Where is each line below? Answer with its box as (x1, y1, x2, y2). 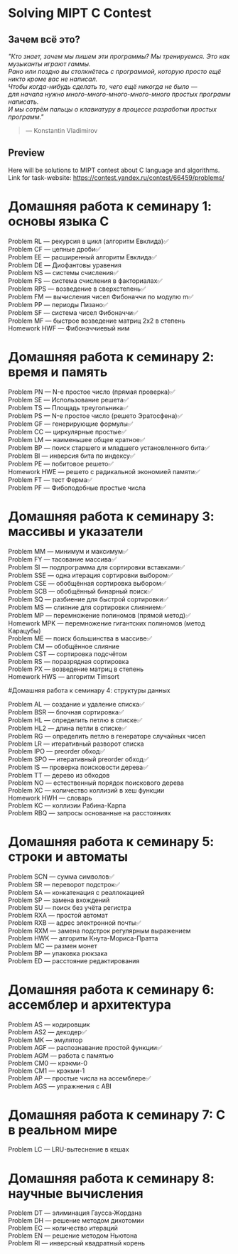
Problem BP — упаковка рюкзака (8, 949, 108, 958)
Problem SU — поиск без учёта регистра (8, 903, 131, 911)
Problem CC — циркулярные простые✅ (8, 427, 127, 436)
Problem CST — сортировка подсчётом (8, 649, 127, 658)
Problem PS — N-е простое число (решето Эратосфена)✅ (8, 411, 183, 420)
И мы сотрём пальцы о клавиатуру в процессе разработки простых (8, 105, 217, 113)
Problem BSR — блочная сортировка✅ (8, 707, 124, 716)
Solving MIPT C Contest (8, 5, 152, 21)
